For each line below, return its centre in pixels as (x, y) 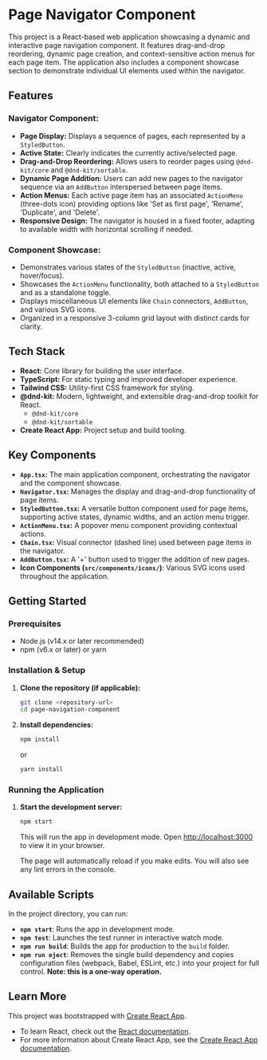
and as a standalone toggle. (65, 292)
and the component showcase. (71, 483)
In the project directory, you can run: (68, 914)
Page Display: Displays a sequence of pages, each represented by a (132, 136)
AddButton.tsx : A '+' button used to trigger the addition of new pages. (134, 559)
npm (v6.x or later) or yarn (63, 650)
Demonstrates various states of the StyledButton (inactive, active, (128, 267)
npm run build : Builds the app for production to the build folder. (124, 946)
